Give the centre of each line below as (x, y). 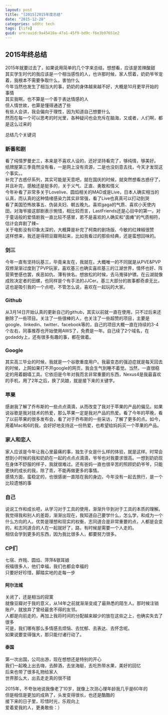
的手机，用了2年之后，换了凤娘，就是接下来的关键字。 (61, 381)
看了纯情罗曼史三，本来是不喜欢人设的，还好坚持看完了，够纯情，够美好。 (82, 161)
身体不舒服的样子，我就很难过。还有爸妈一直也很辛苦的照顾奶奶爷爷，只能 (86, 464)
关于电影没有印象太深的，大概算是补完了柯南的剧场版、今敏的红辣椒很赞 (79, 230)
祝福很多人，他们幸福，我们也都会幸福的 (47, 566)
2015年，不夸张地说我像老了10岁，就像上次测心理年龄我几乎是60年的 (76, 688)
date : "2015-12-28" (25, 19)
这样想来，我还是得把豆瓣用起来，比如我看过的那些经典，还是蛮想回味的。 (82, 236)
